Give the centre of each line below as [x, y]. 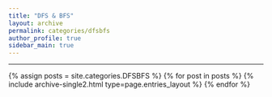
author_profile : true [45, 38]
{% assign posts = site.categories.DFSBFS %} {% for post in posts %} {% [131, 76]
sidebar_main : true [41, 46]
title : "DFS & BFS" [41, 16]
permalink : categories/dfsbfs [59, 30]
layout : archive [36, 23]
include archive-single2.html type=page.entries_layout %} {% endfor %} [130, 84]
